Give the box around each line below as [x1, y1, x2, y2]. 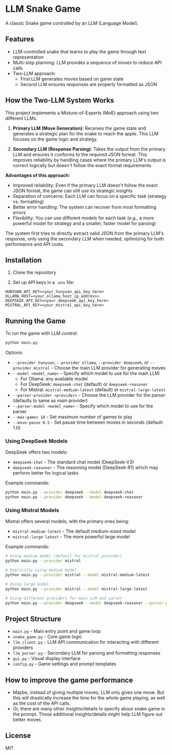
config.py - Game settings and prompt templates [12, 661, 117, 667]
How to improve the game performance [5, 676, 133, 684]
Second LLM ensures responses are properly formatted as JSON [20, 81, 158, 87]
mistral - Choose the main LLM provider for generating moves [33, 365, 166, 371]
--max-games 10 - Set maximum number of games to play [12, 414, 133, 420]
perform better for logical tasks [12, 470, 79, 476]
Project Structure [5, 615, 61, 623]
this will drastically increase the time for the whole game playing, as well [12, 695, 165, 701]
